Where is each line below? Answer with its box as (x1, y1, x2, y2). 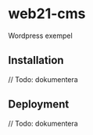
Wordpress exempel (8, 31, 73, 40)
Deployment (8, 98, 70, 111)
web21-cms (8, 5, 86, 23)
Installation (8, 54, 64, 67)
